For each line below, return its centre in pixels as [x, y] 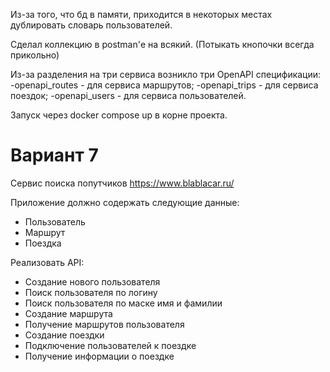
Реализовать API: [47, 262]
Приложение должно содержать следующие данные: [125, 202]
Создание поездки [64, 335]
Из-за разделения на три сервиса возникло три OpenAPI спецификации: [166, 74]
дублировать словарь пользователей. [91, 25]
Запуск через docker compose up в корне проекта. [119, 115]
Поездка [43, 243]
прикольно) [35, 55]
